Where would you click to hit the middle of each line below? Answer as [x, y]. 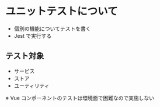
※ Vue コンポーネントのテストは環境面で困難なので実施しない [80, 98]
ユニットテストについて [62, 11]
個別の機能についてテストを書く [52, 28]
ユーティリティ [32, 85]
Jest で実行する [33, 35]
